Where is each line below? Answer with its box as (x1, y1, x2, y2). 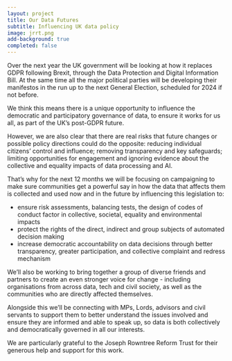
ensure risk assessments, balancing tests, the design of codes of (17, 203, 203, 211)
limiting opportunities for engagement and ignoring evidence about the (7, 154, 209, 163)
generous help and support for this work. (7, 346, 125, 354)
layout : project (7, 10, 54, 17)
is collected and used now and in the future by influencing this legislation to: (7, 189, 225, 198)
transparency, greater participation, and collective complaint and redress (17, 247, 226, 255)
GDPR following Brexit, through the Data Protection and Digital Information (7, 68, 219, 77)
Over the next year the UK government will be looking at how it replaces (7, 62, 213, 69)
